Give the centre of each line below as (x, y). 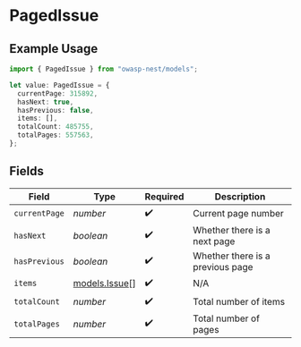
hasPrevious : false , (56, 110)
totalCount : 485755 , (56, 127)
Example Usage (54, 49)
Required (164, 196)
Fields (27, 171)
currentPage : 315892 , (58, 93)
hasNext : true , (46, 102)
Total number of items (238, 302)
